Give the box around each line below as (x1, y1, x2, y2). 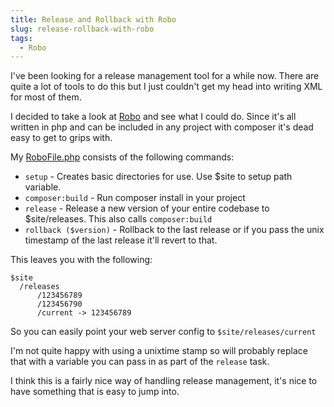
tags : (10, 33, 33, 43)
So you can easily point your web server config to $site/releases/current (10, 326, 317, 338)
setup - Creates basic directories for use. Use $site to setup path (24, 171, 293, 183)
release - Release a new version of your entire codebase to (24, 202, 270, 215)
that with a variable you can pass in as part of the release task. (10, 356, 270, 368)
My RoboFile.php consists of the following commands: (10, 151, 235, 163)
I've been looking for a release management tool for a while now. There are (10, 70, 320, 82)
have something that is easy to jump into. (10, 386, 180, 398)
